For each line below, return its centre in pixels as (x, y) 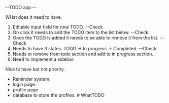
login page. (24, 84)
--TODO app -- (21, 7)
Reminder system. (31, 79)
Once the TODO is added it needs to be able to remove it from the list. (86, 38)
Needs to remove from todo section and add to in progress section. (83, 54)
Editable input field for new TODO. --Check (58, 27)
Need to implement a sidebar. (43, 59)
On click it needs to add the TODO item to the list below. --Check (80, 32)
